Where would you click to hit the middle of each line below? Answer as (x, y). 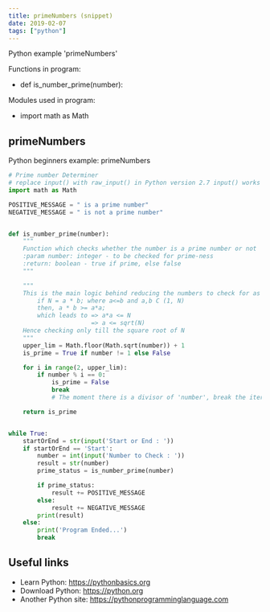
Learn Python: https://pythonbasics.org (85, 582)
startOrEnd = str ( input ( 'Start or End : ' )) (98, 441)
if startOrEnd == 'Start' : (68, 448)
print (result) (61, 515)
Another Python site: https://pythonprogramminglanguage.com (124, 599)
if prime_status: (66, 486)
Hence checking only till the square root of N (104, 331)
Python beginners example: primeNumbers (80, 161)
